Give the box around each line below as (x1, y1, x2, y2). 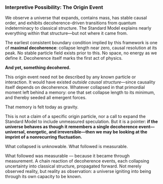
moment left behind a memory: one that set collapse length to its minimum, (5, 89, 155, 96)
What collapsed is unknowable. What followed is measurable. (5, 144, 128, 150)
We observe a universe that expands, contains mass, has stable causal (5, 15, 147, 21)
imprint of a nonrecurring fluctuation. (5, 134, 83, 140)
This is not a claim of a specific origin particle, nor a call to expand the (5, 114, 146, 119)
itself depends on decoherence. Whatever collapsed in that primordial (5, 84, 145, 90)
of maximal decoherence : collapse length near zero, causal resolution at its (5, 45, 157, 51)
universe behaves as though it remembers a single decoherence (5, 124, 138, 130)
